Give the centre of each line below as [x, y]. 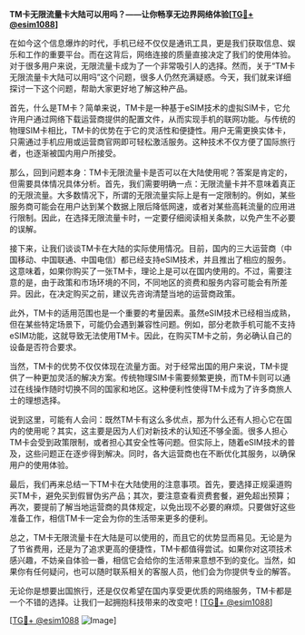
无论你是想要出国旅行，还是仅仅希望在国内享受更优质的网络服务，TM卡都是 [151, 591]
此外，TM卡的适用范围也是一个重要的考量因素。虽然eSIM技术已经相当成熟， [152, 313]
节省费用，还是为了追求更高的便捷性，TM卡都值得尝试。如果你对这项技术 [154, 549]
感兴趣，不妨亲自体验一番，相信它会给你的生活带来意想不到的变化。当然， [148, 560]
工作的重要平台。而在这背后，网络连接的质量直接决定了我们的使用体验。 [160, 54]
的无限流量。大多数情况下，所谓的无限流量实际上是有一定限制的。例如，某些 [152, 195]
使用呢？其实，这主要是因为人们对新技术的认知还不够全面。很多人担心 [156, 431]
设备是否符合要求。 [45, 347]
